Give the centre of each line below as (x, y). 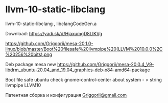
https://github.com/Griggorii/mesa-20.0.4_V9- (105, 64)
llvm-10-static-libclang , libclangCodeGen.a (51, 24)
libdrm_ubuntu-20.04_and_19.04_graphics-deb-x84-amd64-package (78, 70)
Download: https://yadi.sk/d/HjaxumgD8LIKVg (54, 33)
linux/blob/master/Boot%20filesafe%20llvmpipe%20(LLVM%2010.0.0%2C (84, 49)
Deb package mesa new (31, 64)
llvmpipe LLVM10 (23, 85)
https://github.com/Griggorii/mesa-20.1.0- (49, 43)
